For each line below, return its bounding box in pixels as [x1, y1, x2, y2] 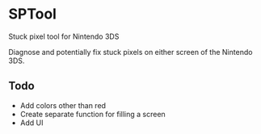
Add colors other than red [19, 100, 107, 110]
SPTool [8, 5, 57, 23]
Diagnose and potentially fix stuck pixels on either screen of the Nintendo [8, 47, 253, 57]
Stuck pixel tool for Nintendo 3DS [8, 31, 120, 41]
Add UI [19, 118, 44, 128]
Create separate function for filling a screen [19, 109, 166, 119]
